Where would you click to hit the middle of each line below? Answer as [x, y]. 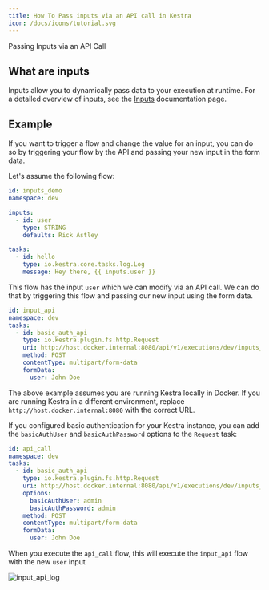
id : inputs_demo [35, 191]
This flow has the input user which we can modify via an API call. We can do [134, 287]
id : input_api [32, 310]
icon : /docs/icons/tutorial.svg [62, 23]
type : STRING [44, 228]
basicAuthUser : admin [66, 501]
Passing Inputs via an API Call [57, 46]
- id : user [34, 220]
